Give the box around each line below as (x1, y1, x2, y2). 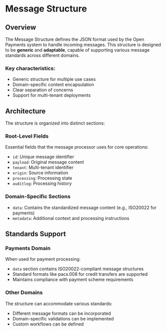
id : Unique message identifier (12, 154, 74, 160)
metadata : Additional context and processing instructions (12, 215, 129, 221)
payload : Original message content (12, 159, 84, 165)
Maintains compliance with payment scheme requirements (12, 277, 134, 283)
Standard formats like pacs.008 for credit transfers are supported (12, 271, 148, 277)
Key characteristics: (5, 65, 56, 72)
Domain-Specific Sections (5, 193, 71, 200)
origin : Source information (12, 170, 69, 176)
